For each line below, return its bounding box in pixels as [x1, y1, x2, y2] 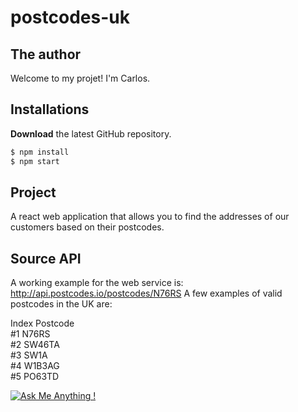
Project [10, 184, 57, 201]
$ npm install [10, 147, 70, 157]
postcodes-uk [10, 6, 130, 29]
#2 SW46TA [10, 339, 60, 351]
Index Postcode [10, 317, 75, 330]
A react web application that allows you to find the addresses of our [10, 211, 290, 223]
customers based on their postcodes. [10, 221, 165, 233]
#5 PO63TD [10, 371, 60, 383]
